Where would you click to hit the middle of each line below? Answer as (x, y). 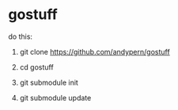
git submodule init (49, 82)
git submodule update (55, 97)
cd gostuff (36, 67)
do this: (21, 36)
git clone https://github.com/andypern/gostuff (95, 51)
